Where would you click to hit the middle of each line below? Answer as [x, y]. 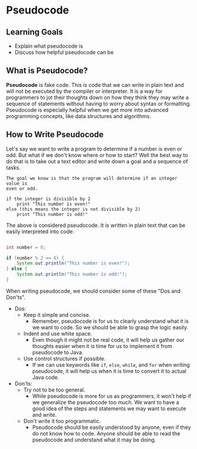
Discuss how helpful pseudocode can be [64, 52]
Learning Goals [35, 32]
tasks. [14, 167]
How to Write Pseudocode [55, 135]
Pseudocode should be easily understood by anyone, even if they [111, 427]
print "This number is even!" [54, 204]
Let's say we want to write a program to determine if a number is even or [94, 149]
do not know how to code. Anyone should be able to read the [106, 433]
